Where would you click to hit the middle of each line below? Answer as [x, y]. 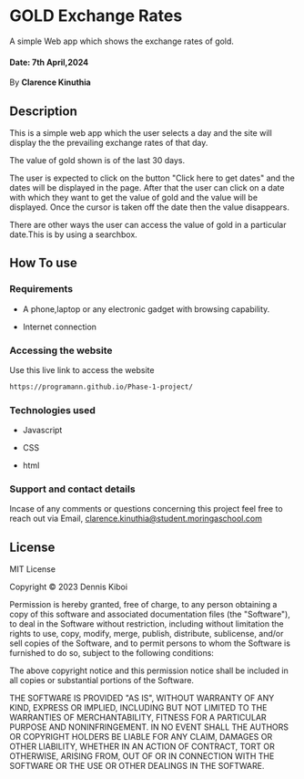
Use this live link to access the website [82, 369]
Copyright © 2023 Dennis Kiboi [69, 587]
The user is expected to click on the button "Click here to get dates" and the [152, 178]
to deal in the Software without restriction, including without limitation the [147, 624]
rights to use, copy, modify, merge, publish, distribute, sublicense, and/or [147, 634]
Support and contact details [72, 489]
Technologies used [52, 410]
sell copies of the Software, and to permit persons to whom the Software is [150, 643]
